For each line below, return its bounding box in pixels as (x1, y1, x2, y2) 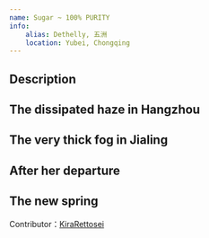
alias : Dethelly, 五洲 (25, 30, 108, 39)
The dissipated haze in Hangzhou (9, 102, 200, 118)
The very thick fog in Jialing (9, 132, 169, 148)
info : (9, 22, 30, 31)
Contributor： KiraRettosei (9, 218, 105, 229)
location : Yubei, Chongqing (25, 38, 130, 48)
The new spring (9, 194, 99, 209)
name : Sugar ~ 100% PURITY (9, 13, 110, 22)
